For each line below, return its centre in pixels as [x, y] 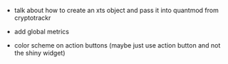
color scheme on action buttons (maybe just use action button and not [117, 45]
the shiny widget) [40, 53]
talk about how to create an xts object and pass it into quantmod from [116, 10]
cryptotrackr [32, 18]
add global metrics [42, 32]
